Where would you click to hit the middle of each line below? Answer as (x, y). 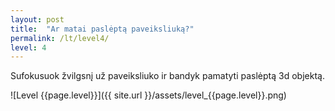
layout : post (37, 19)
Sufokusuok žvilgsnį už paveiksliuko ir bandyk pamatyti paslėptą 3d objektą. (167, 76)
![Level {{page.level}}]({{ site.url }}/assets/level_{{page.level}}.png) (148, 95)
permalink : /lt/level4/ (60, 38)
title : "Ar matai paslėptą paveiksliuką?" (102, 29)
